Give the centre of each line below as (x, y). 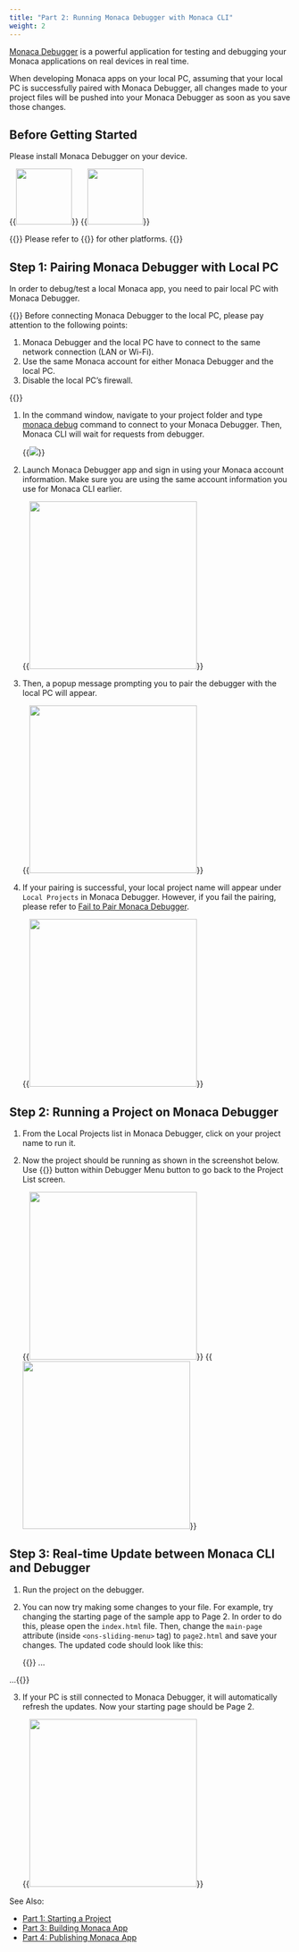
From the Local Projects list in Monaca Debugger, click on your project (151, 1133)
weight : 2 (28, 26)
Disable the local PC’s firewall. (78, 380)
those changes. (38, 106)
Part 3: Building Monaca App (75, 1928)
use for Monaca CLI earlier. (72, 489)
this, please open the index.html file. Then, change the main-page (142, 1625)
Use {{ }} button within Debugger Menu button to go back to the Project (153, 1169)
